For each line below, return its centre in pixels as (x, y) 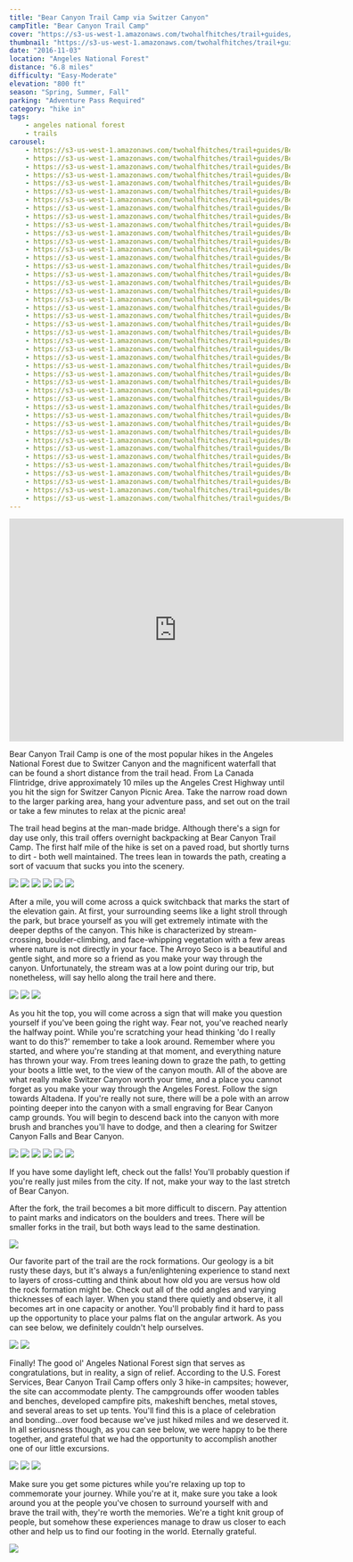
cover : (21, 34)
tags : (19, 117)
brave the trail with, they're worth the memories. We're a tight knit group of (147, 1513)
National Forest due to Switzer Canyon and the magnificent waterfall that (143, 764)
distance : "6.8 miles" (51, 68)
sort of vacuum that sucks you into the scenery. (97, 867)
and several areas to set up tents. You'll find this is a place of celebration (143, 1410)
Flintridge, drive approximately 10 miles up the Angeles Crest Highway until (147, 783)
